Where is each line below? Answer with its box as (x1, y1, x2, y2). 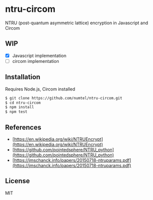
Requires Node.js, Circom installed (5, 86, 76, 92)
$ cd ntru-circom (5, 100, 41, 105)
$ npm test (5, 109, 28, 114)
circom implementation (12, 58, 59, 64)
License (5, 177, 30, 185)
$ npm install (5, 105, 35, 110)
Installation (5, 73, 40, 81)
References (5, 123, 41, 132)
